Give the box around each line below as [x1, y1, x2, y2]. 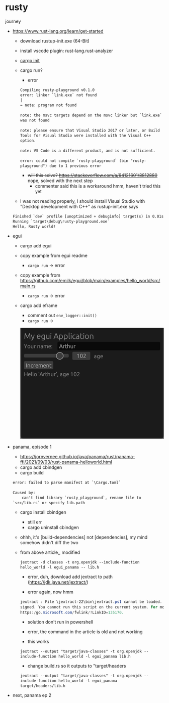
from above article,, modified [20, 549, 80, 555]
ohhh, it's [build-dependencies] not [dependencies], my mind [20, 534, 148, 540]
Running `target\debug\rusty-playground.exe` [12, 219, 110, 224]
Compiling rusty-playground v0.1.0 [20, 87, 95, 93]
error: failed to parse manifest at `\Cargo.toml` [12, 480, 121, 485]
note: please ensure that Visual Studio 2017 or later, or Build [20, 128, 160, 133]
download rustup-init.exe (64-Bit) [20, 37, 90, 44]
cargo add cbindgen [20, 464, 62, 470]
